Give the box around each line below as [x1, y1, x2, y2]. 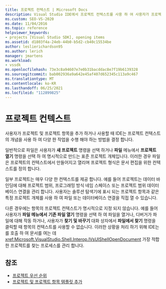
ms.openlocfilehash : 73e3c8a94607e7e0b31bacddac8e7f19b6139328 [5, 67, 138, 72]
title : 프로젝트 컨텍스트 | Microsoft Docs [5, 7, 88, 12]
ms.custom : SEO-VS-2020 [5, 16, 54, 21]
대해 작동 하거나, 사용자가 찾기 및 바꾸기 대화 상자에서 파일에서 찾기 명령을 [14, 218, 156, 224]
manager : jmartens [5, 53, 43, 58]
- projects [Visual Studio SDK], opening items [5, 35, 105, 40]
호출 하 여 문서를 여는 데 [10, 230, 57, 236]
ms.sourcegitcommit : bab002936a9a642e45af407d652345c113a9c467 [5, 72, 138, 77]
